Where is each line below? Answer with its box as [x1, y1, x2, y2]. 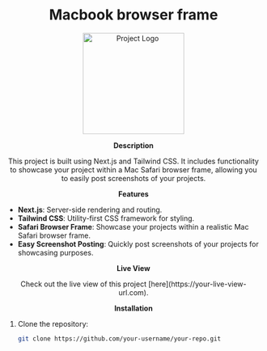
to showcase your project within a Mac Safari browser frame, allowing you [9, 164, 258, 175]
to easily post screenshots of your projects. [61, 173, 206, 183]
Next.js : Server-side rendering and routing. [17, 205, 163, 214]
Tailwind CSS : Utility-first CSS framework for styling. [17, 213, 195, 223]
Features [118, 188, 149, 199]
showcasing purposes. [17, 247, 94, 257]
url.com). [118, 287, 149, 297]
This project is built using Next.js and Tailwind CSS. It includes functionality [8, 156, 259, 166]
